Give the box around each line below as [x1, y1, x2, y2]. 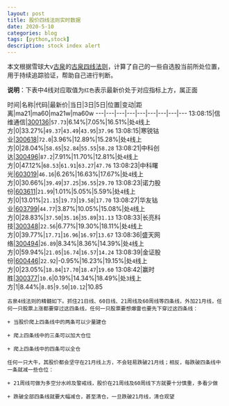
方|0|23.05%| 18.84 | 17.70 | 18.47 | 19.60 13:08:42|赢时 [7, 265, 155, 273]
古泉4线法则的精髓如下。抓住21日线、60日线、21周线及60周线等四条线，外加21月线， [7, 298, 217, 305]
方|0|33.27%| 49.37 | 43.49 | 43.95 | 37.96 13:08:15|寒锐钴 [7, 126, 160, 135]
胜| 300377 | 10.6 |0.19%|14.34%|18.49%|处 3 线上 [7, 274, 142, 282]
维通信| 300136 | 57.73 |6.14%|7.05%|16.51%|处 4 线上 [7, 118, 151, 126]
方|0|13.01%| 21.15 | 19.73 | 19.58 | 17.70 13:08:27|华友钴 [7, 196, 158, 204]
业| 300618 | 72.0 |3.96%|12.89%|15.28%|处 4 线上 [7, 135, 142, 143]
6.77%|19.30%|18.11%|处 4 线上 [58, 222, 144, 230]
